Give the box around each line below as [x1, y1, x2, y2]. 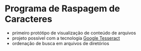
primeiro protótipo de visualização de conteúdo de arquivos [12, 30, 136, 36]
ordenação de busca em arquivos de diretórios [12, 40, 109, 46]
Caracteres [5, 13, 52, 25]
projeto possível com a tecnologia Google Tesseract [12, 35, 120, 41]
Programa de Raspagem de [5, 3, 120, 14]
